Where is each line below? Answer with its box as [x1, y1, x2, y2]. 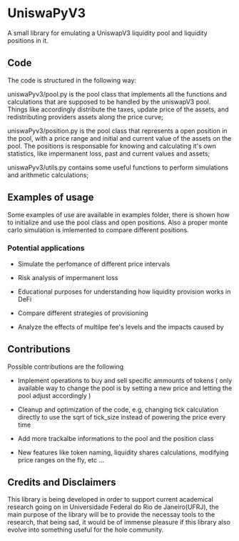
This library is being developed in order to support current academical [7, 495, 214, 504]
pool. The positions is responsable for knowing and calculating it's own [7, 142, 216, 150]
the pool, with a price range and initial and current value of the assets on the [7, 134, 232, 142]
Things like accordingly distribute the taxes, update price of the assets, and [7, 105, 230, 114]
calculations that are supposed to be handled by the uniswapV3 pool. [7, 97, 211, 106]
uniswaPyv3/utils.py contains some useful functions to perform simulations [7, 163, 229, 172]
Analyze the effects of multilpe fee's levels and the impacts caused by [17, 322, 224, 331]
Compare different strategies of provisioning [17, 309, 148, 317]
